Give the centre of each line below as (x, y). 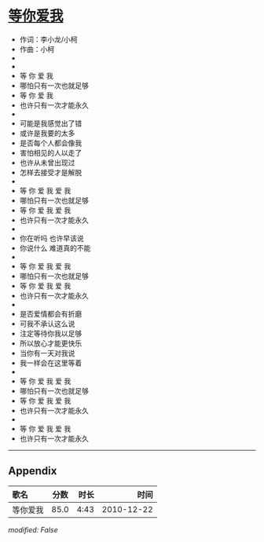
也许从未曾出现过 (47, 163)
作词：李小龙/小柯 (48, 39)
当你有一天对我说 (47, 353)
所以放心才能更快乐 (51, 343)
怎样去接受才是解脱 (51, 172)
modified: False (33, 529)
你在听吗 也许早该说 (51, 238)
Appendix (33, 471)
